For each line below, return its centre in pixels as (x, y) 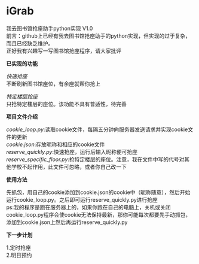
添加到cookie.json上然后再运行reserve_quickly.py (67, 222)
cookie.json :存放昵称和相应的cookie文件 (56, 144)
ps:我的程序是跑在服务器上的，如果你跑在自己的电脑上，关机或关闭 (88, 207)
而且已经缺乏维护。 (30, 43)
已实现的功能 (22, 63)
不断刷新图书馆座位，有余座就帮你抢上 (53, 84)
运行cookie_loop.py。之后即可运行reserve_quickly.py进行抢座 (82, 199)
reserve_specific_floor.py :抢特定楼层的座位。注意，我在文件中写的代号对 (95, 159)
